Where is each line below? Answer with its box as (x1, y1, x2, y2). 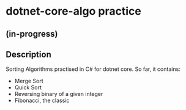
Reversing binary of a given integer (14, 90, 103, 98)
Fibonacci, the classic (14, 97, 70, 105)
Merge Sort (14, 78, 43, 85)
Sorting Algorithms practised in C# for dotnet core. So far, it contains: (6, 65, 181, 73)
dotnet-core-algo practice (6, 4, 141, 18)
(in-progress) (6, 29, 58, 39)
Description (6, 49, 51, 59)
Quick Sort (14, 84, 42, 91)
